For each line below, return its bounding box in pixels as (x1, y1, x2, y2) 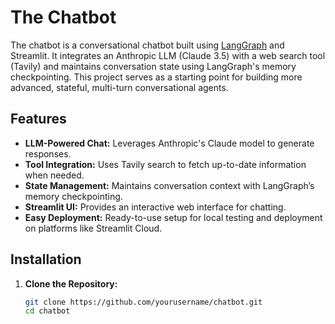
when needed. (24, 169, 85, 181)
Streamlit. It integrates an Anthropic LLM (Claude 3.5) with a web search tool (10, 49, 326, 61)
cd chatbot (24, 306, 71, 316)
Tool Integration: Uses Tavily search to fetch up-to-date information (24, 158, 307, 170)
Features (10, 111, 67, 128)
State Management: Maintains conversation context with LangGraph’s (24, 179, 315, 191)
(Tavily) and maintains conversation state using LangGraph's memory (10, 60, 297, 72)
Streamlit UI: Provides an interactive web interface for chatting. (24, 201, 287, 213)
